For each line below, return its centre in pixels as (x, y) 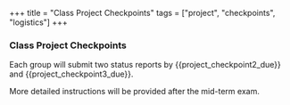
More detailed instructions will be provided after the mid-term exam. (135, 92)
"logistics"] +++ (39, 22)
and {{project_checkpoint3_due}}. (71, 74)
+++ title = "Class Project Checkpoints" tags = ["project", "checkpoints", (142, 13)
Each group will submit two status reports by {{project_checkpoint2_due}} (145, 65)
